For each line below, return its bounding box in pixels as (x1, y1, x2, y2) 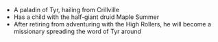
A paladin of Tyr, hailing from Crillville (13, 6, 120, 14)
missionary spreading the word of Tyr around (13, 27, 142, 35)
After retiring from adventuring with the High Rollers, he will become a (13, 20, 211, 28)
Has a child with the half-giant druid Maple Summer (13, 13, 160, 21)
